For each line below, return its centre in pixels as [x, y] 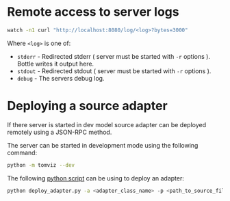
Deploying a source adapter [87, 106]
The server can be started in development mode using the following [103, 145]
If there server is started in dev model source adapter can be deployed [107, 124]
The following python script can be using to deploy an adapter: [96, 178]
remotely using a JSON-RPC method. [60, 132]
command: [22, 152]
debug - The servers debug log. [61, 78]
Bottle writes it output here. [55, 64]
